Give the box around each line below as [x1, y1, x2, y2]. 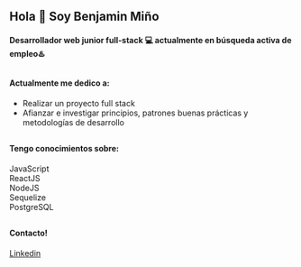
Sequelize [9, 191, 47, 203]
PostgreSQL [9, 201, 54, 212]
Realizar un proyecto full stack [22, 97, 135, 108]
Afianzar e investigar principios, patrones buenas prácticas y [22, 107, 249, 118]
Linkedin [9, 247, 41, 258]
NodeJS [9, 182, 40, 193]
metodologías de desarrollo [22, 116, 124, 127]
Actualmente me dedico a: [9, 78, 110, 88]
